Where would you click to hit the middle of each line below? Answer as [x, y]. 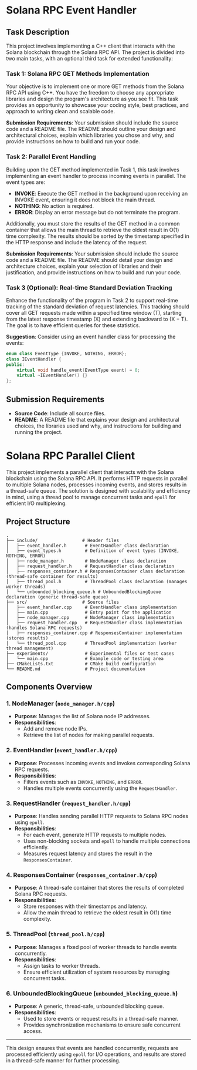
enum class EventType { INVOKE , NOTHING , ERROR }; [67, 354]
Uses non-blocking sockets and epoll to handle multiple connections [107, 841]
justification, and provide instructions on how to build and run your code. [94, 272]
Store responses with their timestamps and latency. [85, 906]
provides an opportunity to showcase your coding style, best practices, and [97, 105]
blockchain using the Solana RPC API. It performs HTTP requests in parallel [97, 478]
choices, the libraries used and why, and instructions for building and [98, 426]
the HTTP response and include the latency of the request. [77, 242]
